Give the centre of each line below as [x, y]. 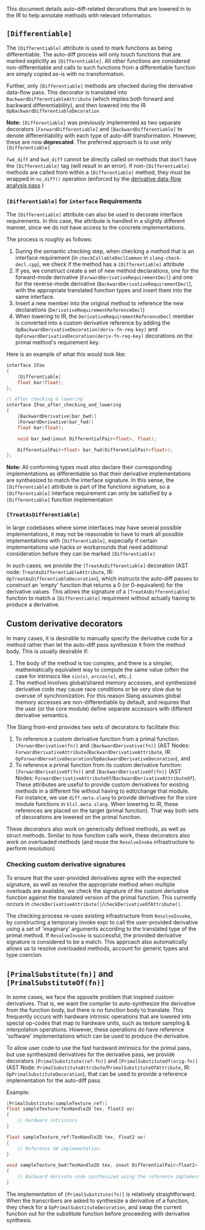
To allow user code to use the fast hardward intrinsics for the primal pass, [99, 1047]
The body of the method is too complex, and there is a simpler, [94, 663]
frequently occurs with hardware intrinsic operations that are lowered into [99, 1016]
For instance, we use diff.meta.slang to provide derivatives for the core [106, 798]
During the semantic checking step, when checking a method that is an [104, 251]
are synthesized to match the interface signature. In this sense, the [90, 480]
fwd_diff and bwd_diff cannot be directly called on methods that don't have [102, 159]
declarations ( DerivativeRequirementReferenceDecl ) [80, 310]
